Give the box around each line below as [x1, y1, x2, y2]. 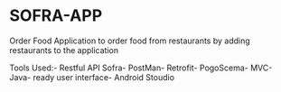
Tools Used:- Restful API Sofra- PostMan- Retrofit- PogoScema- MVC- [9, 62, 273, 73]
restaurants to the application [9, 44, 119, 55]
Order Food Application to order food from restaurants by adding [9, 35, 250, 46]
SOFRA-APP [9, 5, 103, 26]
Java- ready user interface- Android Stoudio [9, 71, 174, 82]
